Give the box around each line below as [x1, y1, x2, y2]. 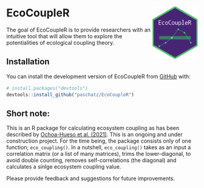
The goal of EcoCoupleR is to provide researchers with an [6, 26, 151, 33]
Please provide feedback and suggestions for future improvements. [6, 175, 175, 182]
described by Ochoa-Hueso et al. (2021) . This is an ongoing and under [6, 131, 183, 138]
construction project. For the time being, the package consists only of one [6, 137, 192, 145]
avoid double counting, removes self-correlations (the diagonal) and [6, 156, 177, 164]
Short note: [6, 108, 50, 118]
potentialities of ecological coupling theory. [6, 39, 115, 46]
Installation [6, 56, 50, 67]
